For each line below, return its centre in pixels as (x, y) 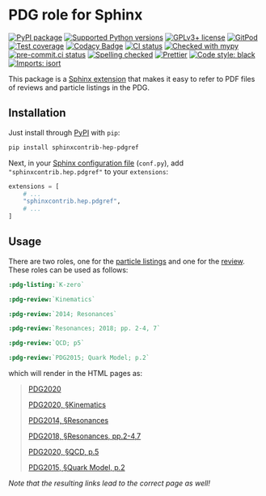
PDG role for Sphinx (76, 15)
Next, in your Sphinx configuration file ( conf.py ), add (96, 163)
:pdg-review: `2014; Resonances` (63, 314)
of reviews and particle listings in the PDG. (79, 88)
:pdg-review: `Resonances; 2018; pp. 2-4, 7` (84, 329)
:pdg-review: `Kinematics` (52, 299)
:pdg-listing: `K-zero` (46, 284)
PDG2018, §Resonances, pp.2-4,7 (84, 436)
